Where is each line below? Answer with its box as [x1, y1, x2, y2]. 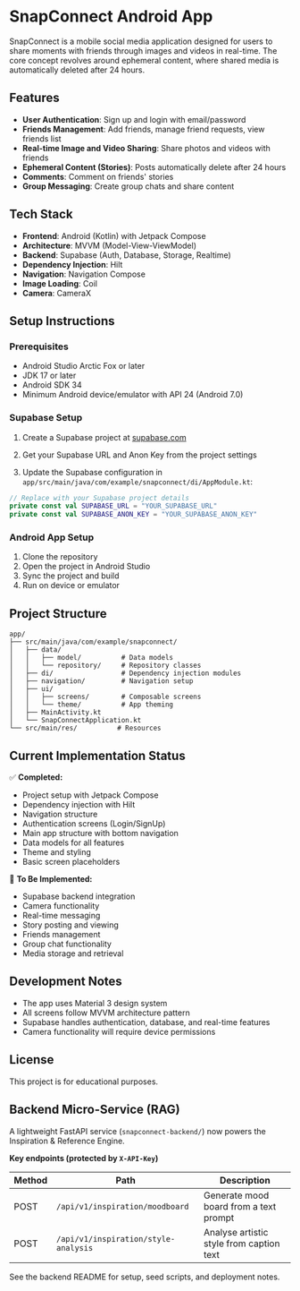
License [9, 1052, 54, 1067]
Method [13, 1174, 48, 1186]
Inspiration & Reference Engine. [9, 1135, 125, 1146]
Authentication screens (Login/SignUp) [21, 818, 166, 829]
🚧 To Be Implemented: [9, 874, 93, 885]
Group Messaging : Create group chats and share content [21, 181, 235, 192]
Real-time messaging [21, 911, 101, 921]
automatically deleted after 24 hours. [9, 64, 146, 75]
